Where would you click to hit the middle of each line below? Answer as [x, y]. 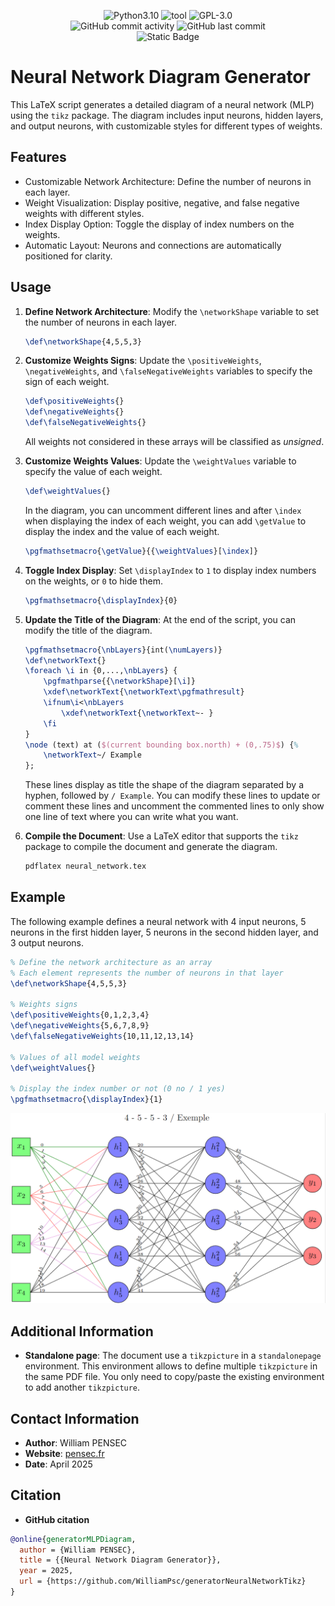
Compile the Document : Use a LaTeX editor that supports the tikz [161, 836]
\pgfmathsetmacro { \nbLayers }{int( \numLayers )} [123, 650]
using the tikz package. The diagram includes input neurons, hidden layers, [167, 115]
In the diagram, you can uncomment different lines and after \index [163, 510]
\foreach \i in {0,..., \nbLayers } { [101, 671]
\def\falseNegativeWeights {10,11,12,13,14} [102, 1036]
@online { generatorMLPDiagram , [73, 1539]
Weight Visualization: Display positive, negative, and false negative [162, 202]
